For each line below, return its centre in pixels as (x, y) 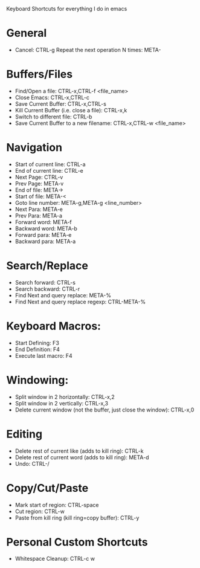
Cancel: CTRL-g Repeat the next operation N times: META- (88, 50)
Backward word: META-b (46, 228)
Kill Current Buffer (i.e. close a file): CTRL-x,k (71, 110)
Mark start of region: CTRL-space (57, 505)
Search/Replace (47, 266)
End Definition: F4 (37, 349)
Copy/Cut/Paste (47, 488)
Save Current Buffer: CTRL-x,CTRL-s (61, 104)
